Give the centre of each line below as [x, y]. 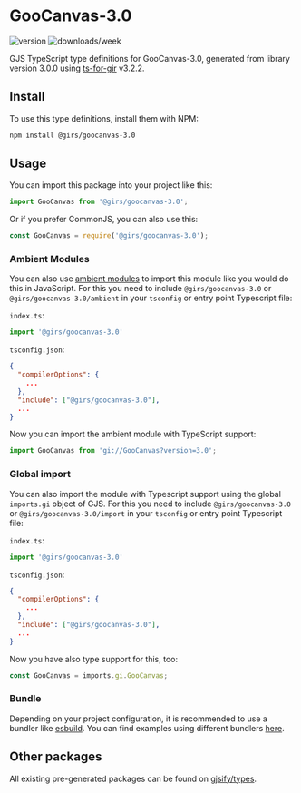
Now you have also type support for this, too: [94, 659]
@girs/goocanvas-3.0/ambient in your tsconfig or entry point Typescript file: [151, 298]
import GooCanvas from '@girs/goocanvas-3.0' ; [99, 202]
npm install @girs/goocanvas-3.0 [73, 135]
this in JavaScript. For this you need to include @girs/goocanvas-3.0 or [141, 289]
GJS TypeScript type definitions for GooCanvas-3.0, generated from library [150, 58]
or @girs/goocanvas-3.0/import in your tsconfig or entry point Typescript [146, 513]
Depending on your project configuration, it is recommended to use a [138, 719]
